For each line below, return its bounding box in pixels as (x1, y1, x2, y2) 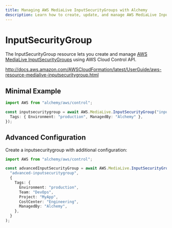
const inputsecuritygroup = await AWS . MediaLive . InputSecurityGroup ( (5, 109, 157, 115)
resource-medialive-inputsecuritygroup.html (5, 72, 99, 78)
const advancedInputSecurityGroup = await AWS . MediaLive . (5, 166, 132, 171)
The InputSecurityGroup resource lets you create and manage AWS (5, 51, 147, 57)
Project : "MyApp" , (18, 194, 58, 199)
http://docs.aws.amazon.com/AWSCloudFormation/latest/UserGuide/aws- (5, 66, 162, 73)
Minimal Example (5, 86, 61, 95)
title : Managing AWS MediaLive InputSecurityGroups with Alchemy (5, 7, 147, 13)
